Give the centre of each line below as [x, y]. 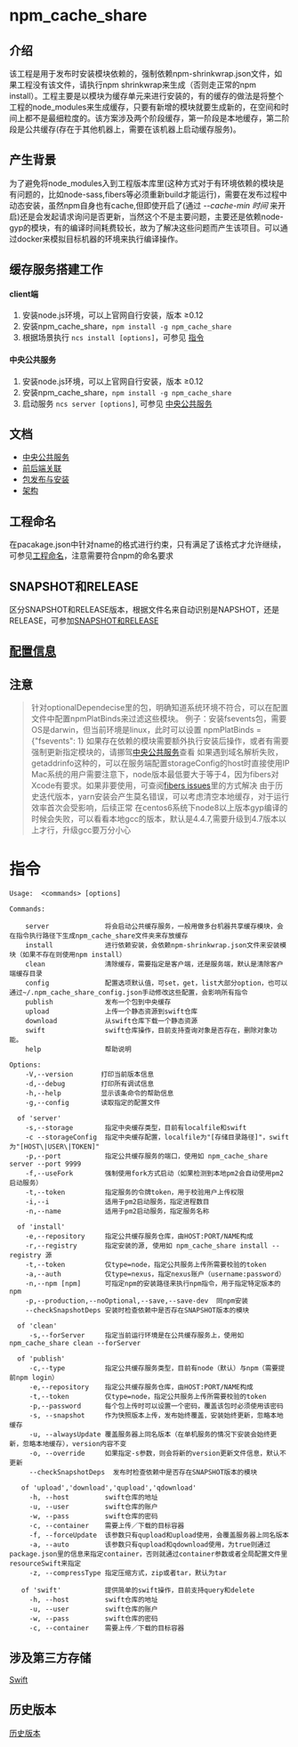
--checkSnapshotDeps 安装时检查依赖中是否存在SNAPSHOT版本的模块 [137, 1311]
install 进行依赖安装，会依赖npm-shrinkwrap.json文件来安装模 [156, 946]
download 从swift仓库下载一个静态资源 [112, 1021]
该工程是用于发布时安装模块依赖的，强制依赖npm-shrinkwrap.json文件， [142, 73]
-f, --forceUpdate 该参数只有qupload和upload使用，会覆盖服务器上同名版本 [159, 1536]
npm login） [37, 1378]
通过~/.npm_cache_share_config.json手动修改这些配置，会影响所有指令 [129, 993]
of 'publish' [41, 1359]
